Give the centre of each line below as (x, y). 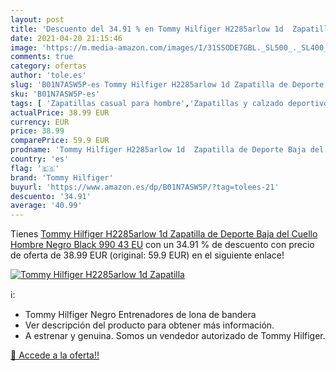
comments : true (42, 57)
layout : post (37, 19)
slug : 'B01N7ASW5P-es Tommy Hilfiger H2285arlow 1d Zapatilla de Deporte (167, 85)
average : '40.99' (46, 206)
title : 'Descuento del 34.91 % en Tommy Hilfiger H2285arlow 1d (147, 29)
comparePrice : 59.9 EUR (60, 141)
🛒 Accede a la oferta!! (55, 355)
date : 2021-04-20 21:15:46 (66, 38)
